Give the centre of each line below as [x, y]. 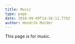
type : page [16, 14]
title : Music [18, 9]
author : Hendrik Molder [29, 23]
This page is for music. [28, 36]
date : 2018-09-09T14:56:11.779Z [37, 18]
